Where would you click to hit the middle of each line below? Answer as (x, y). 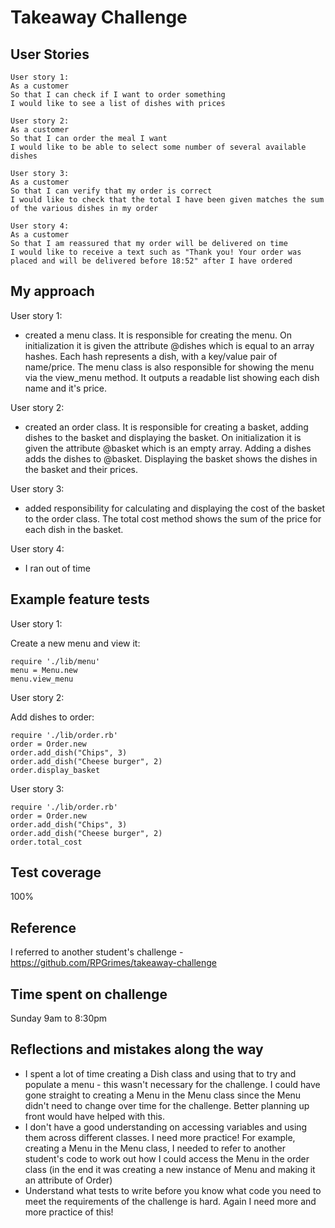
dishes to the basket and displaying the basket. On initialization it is (163, 437)
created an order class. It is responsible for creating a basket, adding (166, 427)
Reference (43, 927)
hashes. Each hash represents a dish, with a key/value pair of (151, 356)
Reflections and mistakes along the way (137, 1049)
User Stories (50, 54)
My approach (52, 291)
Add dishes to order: (52, 717)
